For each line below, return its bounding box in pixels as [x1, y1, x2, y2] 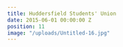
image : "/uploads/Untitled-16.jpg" [7, 29, 110, 37]
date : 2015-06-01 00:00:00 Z [7, 17, 92, 23]
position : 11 [7, 23, 45, 30]
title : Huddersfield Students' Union [7, 10, 117, 17]
